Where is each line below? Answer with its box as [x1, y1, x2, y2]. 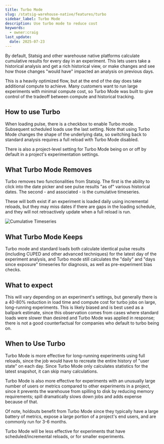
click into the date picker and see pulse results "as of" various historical [5, 184, 151, 190]
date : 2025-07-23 [9, 39, 45, 44]
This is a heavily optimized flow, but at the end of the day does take [5, 78, 141, 84]
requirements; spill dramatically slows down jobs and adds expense [5, 393, 142, 399]
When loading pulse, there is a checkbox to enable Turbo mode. [5, 121, 135, 127]
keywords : [5, 26, 26, 30]
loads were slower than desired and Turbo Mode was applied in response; [5, 315, 155, 321]
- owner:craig [9, 30, 38, 35]
